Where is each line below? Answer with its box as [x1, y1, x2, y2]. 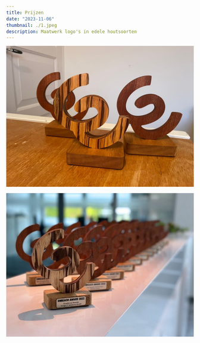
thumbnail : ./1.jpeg [6, 22, 58, 28]
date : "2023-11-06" [6, 16, 55, 22]
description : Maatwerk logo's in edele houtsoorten [6, 29, 137, 35]
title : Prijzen [6, 10, 44, 16]
